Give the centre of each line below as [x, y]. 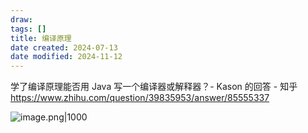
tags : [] [28, 29]
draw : [21, 19]
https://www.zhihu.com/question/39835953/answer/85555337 [140, 98]
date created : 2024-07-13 [64, 47]
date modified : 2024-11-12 [66, 57]
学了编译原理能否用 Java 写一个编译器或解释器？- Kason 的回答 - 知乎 [154, 87]
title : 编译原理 [41, 38]
